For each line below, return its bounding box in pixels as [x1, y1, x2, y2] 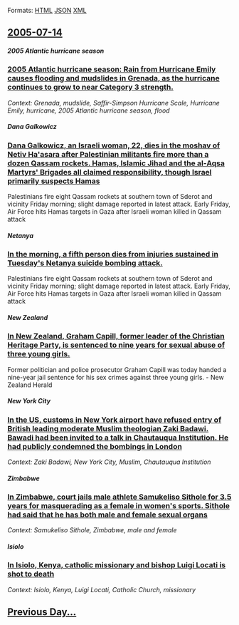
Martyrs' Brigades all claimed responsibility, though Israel [7, 167, 212, 177]
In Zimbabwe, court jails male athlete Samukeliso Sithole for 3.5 [7, 492, 232, 502]
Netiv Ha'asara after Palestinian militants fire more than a [7, 149, 209, 159]
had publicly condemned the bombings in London [7, 441, 183, 451]
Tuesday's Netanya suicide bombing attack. [7, 258, 164, 268]
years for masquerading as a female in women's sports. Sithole [7, 501, 230, 511]
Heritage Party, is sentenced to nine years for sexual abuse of [7, 340, 225, 350]
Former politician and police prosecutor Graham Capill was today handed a [7, 365, 227, 373]
